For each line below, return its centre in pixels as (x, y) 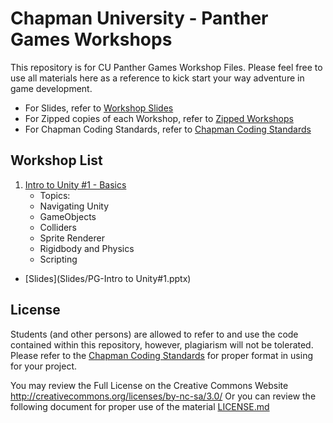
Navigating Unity (74, 206)
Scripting (58, 259)
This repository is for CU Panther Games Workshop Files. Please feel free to (166, 67)
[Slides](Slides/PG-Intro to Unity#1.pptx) (108, 278)
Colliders (58, 227)
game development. (51, 88)
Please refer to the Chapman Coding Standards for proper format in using (161, 355)
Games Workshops (91, 39)
